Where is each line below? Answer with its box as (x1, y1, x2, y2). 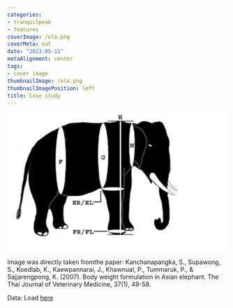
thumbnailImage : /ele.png (7, 77, 82, 84)
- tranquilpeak (7, 18, 52, 26)
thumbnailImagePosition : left (7, 84, 96, 92)
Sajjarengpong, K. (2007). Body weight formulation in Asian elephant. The (7, 272, 219, 281)
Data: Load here (7, 293, 54, 302)
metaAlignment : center (7, 56, 73, 63)
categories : (7, 11, 42, 18)
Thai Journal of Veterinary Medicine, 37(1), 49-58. (7, 279, 151, 288)
